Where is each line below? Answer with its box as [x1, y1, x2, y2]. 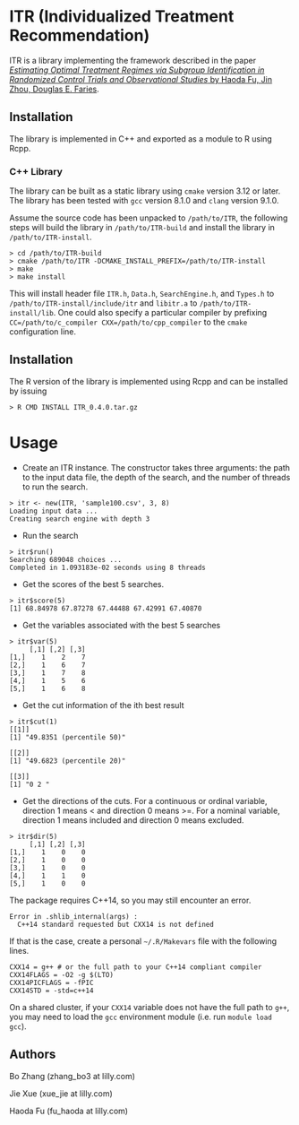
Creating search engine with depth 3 [9, 514, 150, 524]
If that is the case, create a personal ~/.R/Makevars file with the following [9, 935, 278, 947]
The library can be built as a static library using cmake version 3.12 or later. [9, 186, 281, 196]
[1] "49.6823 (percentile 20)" [9, 756, 126, 766]
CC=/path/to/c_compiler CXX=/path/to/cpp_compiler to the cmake [9, 316, 248, 328]
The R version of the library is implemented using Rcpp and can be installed [9, 376, 288, 386]
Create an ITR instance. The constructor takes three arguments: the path [21, 462, 291, 472]
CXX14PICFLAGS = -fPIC [9, 978, 94, 987]
